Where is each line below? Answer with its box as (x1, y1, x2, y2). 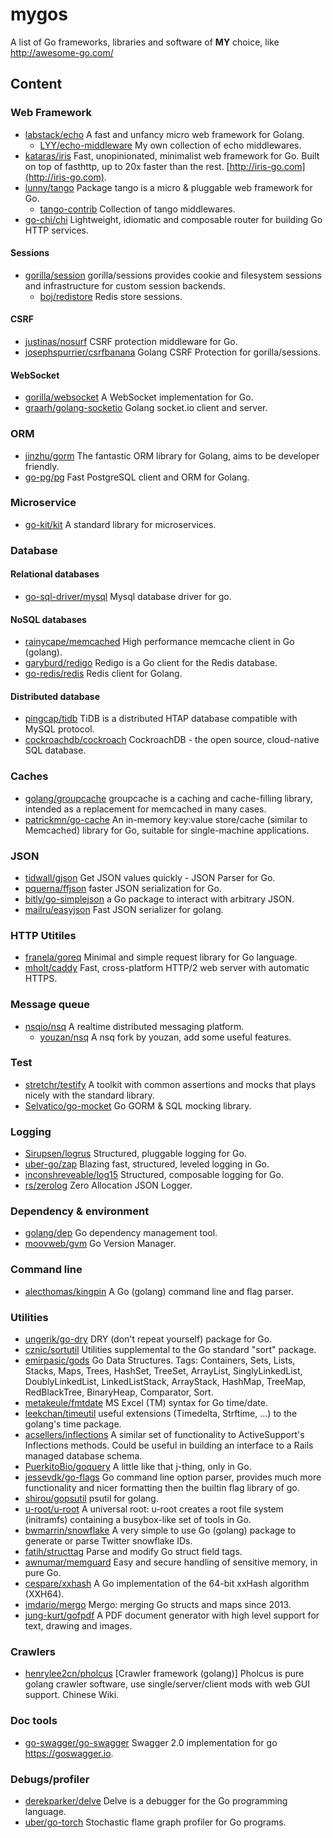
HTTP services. (24, 224, 90, 236)
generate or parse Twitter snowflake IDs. (24, 1535, 193, 1547)
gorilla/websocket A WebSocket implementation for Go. (24, 391, 254, 403)
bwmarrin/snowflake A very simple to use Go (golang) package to (24, 1524, 297, 1537)
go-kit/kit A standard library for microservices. (24, 518, 217, 530)
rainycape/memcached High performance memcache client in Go (24, 636, 295, 648)
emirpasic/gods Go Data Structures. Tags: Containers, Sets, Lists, (24, 1354, 296, 1367)
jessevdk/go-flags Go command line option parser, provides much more (24, 1471, 322, 1483)
